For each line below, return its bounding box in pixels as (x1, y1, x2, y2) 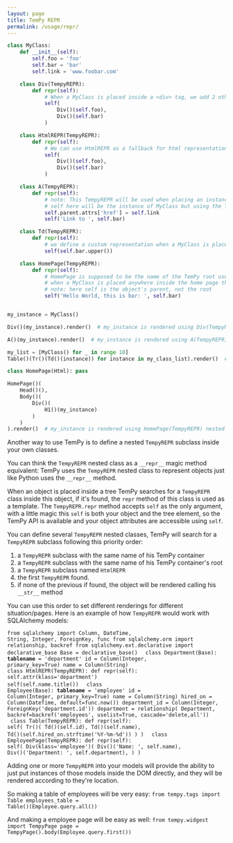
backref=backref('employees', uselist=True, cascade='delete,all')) (7, 712, 209, 718)
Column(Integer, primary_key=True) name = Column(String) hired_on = (7, 693, 213, 700)
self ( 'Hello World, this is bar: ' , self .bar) (44, 293, 182, 300)
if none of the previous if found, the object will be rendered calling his (17, 581, 216, 589)
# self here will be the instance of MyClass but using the (44, 202, 222, 209)
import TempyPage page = (7, 823, 79, 830)
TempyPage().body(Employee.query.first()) (7, 829, 132, 836)
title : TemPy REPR (7, 17, 60, 24)
